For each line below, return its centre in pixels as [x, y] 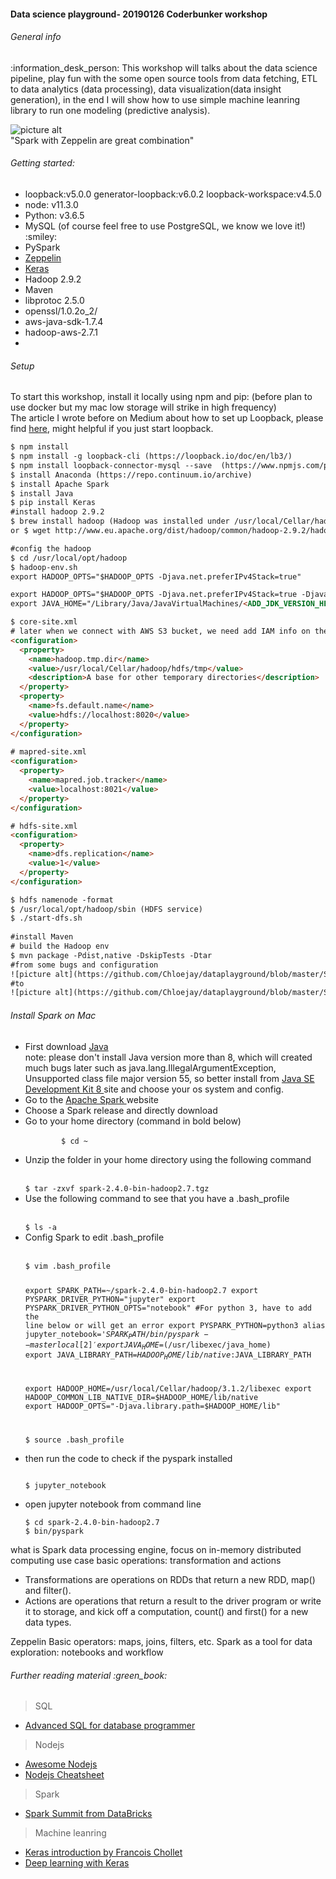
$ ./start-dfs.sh [46, 918]
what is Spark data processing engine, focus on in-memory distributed [156, 1550]
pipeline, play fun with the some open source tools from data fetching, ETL [164, 78]
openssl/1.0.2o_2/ [61, 311]
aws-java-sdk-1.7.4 [64, 321]
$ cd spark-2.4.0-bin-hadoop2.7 [92, 1523]
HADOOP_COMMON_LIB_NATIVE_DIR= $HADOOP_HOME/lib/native [141, 1398]
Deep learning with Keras [77, 1863]
